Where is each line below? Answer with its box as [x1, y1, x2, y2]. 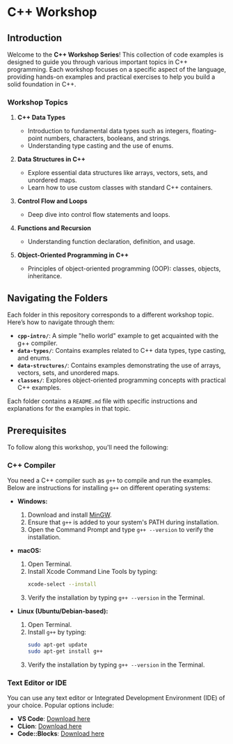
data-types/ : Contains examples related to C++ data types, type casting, [17, 347, 226, 355]
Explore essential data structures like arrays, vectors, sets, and [27, 169, 208, 177]
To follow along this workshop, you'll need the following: [7, 443, 169, 451]
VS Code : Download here [17, 715, 90, 723]
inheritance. [27, 272, 63, 280]
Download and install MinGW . [27, 510, 113, 519]
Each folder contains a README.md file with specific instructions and [7, 397, 198, 405]
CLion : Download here [17, 722, 82, 731]
